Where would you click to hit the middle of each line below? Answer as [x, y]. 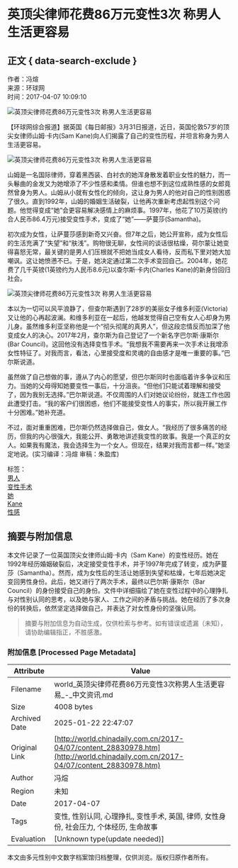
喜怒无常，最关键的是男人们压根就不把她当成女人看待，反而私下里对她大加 [122, 252]
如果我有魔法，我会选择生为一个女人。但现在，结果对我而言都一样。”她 [122, 445]
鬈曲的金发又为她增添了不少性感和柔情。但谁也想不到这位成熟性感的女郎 [119, 184]
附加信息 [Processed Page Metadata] [72, 652]
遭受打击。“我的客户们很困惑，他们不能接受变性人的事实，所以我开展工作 [120, 404]
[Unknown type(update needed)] [109, 839]
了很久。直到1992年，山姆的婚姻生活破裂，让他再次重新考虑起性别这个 [110, 201]
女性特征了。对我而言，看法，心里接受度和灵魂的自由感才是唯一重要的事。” [116, 353]
